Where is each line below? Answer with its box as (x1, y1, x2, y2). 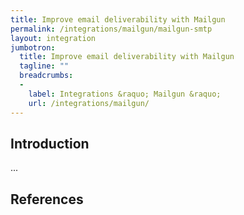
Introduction (10, 135, 90, 152)
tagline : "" (19, 61, 70, 71)
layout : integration (10, 33, 97, 43)
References (10, 191, 84, 208)
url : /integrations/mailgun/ (28, 98, 150, 108)
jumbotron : (10, 42, 56, 53)
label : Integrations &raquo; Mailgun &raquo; (28, 89, 222, 99)
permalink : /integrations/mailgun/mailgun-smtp (10, 24, 213, 34)
